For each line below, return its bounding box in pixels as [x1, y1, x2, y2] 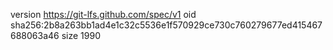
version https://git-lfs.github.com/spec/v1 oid [10, 9, 197, 20]
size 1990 [61, 30, 101, 41]
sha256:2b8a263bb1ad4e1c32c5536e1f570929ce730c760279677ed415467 [10, 19, 323, 31]
